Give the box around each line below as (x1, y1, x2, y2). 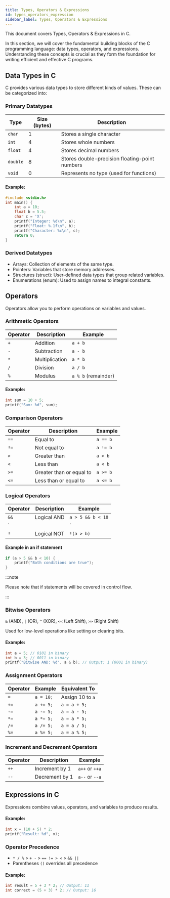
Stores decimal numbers (61, 147, 119, 154)
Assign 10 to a (61, 694, 95, 701)
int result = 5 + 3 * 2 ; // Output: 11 (5, 883, 90, 888)
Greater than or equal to (34, 469, 92, 476)
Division (34, 364, 54, 371)
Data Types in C (5, 71, 56, 80)
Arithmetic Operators (5, 318, 59, 325)
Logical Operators (5, 492, 51, 499)
